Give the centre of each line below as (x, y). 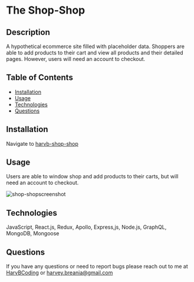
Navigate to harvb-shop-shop (42, 143)
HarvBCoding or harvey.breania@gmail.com (60, 273)
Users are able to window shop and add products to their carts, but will (92, 177)
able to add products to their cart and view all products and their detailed (95, 53)
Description (28, 32)
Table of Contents (40, 78)
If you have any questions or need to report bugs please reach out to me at (97, 267)
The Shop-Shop (46, 10)
